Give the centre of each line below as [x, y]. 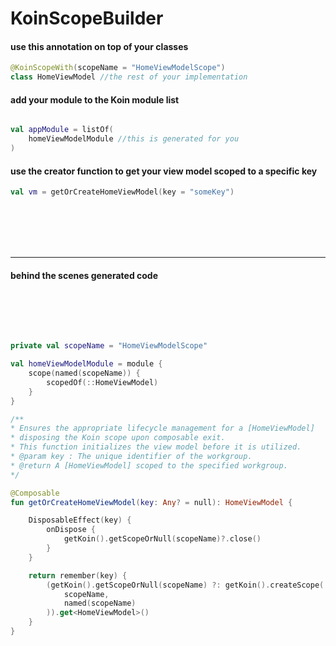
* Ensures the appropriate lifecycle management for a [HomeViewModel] [162, 428]
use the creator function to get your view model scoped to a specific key [164, 171]
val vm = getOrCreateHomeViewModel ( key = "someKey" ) [122, 192]
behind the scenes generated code [84, 275]
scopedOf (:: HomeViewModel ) [102, 382]
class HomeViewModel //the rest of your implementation [129, 77]
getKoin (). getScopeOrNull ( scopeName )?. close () [162, 539]
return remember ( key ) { [78, 575]
